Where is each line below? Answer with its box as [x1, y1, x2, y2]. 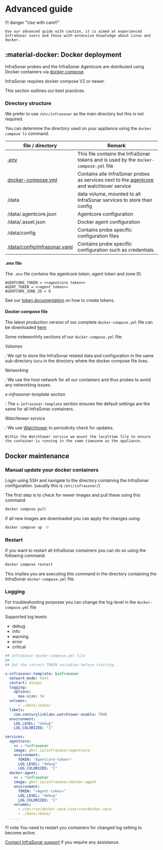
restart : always [9, 680, 42, 685]
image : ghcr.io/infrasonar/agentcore [14, 748, 90, 753]
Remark [107, 142, 126, 149]
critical [12, 644, 26, 650]
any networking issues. [5, 382, 51, 388]
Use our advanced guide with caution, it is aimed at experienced [5, 29, 142, 34]
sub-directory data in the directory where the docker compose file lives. [5, 358, 149, 364]
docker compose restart [5, 562, 53, 567]
